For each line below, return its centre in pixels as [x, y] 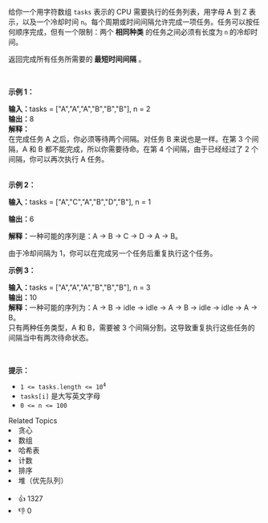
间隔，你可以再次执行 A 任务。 [59, 159]
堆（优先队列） [43, 480]
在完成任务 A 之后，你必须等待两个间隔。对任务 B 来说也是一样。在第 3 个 [130, 139]
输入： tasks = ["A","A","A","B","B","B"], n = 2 [79, 109]
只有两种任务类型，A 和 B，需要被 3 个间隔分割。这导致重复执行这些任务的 [132, 327]
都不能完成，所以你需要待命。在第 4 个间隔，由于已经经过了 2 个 [151, 149]
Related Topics [33, 420]
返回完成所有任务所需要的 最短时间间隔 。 [77, 59]
